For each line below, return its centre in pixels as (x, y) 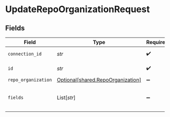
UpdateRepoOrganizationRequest (78, 9)
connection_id (25, 54)
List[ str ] (66, 97)
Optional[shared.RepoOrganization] (99, 80)
